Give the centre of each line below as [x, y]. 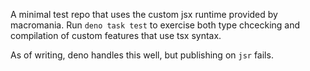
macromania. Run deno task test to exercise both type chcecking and [155, 25]
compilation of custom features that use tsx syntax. [116, 35]
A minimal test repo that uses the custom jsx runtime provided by [144, 14]
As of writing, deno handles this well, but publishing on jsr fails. [142, 55]
